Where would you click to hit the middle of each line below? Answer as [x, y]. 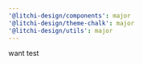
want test [24, 54]
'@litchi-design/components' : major [69, 16]
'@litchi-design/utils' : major [61, 30]
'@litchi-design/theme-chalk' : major [71, 23]
